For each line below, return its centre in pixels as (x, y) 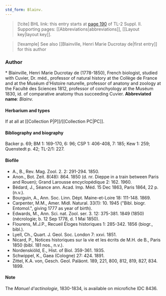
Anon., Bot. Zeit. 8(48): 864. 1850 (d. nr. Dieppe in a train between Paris (85, 177)
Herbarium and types (28, 110)
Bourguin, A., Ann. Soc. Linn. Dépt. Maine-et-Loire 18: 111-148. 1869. (82, 197)
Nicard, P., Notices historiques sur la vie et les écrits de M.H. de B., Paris (86, 240)
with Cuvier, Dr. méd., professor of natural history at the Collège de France (81, 78)
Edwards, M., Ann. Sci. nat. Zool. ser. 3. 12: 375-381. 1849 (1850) (78, 213)
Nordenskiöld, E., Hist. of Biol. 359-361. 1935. (58, 250)
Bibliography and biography (34, 133)
